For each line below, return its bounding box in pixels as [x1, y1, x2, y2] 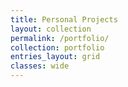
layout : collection [10, 24, 92, 34]
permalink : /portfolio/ [10, 33, 110, 43]
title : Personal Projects [10, 14, 118, 25]
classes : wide [10, 61, 70, 71]
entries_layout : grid [10, 52, 101, 62]
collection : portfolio [10, 42, 105, 53]
